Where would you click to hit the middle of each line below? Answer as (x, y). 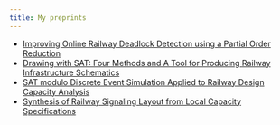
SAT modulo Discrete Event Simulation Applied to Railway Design (143, 82)
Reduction (42, 53)
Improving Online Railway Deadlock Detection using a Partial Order (146, 43)
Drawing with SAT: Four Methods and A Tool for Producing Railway (146, 62)
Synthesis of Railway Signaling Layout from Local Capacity (132, 101)
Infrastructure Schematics (71, 72)
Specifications (49, 111)
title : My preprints (48, 18)
